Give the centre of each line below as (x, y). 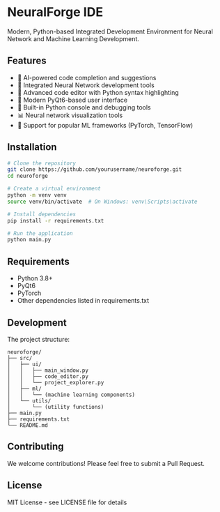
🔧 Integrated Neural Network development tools (86, 85)
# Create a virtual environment (54, 189)
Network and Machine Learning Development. (73, 38)
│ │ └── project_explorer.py (56, 382)
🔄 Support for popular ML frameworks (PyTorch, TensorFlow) (105, 125)
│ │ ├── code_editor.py (48, 376)
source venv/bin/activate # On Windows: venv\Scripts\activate (102, 202)
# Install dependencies (42, 214)
